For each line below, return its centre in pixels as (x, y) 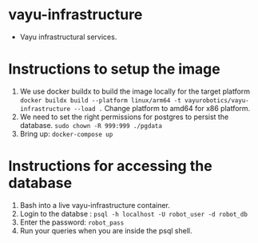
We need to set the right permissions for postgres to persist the (124, 117)
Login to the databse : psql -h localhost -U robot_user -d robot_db (133, 213)
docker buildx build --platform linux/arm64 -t (100, 100)
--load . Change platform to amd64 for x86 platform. (162, 108)
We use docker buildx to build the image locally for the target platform (135, 91)
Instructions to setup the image (115, 69)
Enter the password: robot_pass (72, 222)
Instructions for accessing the (111, 166)
